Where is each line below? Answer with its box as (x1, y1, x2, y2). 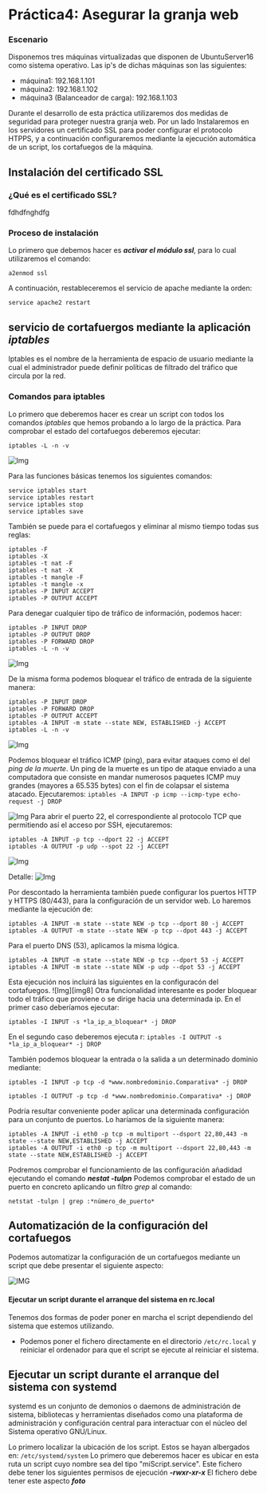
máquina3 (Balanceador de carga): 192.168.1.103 (19, 93, 178, 103)
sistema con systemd (8, 1380, 117, 1393)
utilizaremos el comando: (8, 254, 92, 264)
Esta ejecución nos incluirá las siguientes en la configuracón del (8, 977, 219, 987)
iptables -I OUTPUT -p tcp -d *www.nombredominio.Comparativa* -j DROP (8, 1092, 251, 1100)
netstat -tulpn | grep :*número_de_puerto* (8, 1197, 155, 1205)
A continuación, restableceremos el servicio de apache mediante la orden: (8, 283, 253, 293)
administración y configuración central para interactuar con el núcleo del (8, 1418, 247, 1428)
